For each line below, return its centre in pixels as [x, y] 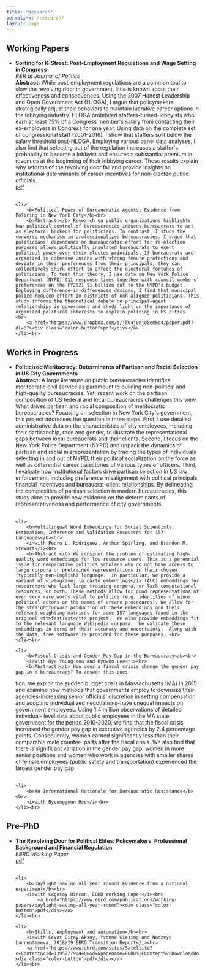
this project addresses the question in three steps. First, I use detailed [103, 419]
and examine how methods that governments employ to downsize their [105, 690]
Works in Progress [42, 352]
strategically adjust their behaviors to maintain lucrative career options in [107, 109]
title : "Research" [30, 12]
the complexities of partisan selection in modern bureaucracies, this [101, 491]
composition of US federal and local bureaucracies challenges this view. [106, 400]
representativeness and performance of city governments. [89, 504]
